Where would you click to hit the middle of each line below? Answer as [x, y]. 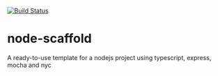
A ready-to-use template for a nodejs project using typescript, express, [109, 57]
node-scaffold [49, 39]
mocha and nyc [30, 65]
